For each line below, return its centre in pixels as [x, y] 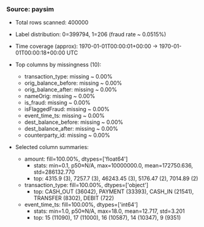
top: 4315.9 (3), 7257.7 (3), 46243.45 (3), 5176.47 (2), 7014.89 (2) [116, 179]
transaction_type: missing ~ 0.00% [68, 77]
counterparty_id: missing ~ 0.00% [67, 135]
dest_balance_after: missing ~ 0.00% [71, 129]
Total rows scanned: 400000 [52, 23]
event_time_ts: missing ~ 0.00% [65, 116]
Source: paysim [30, 9]
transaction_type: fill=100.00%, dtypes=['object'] [86, 185]
